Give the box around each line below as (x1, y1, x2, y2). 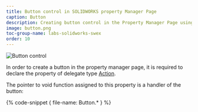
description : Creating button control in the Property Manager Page (6, 19, 178, 25)
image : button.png (6, 25, 51, 31)
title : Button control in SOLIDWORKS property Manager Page (6, 8, 157, 15)
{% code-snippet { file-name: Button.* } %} (6, 99, 111, 106)
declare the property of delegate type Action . (6, 70, 116, 77)
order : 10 (6, 36, 31, 42)
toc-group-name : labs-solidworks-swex (6, 31, 101, 37)
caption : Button (6, 14, 46, 20)
